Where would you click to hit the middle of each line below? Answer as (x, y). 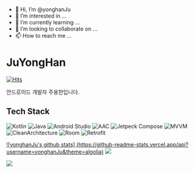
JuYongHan (36, 62)
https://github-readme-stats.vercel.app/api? (133, 144)
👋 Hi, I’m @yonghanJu (43, 9)
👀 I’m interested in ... (41, 16)
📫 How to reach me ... (43, 36)
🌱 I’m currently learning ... (47, 22)
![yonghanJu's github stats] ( (43, 144)
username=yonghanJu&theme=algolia (54, 152)
